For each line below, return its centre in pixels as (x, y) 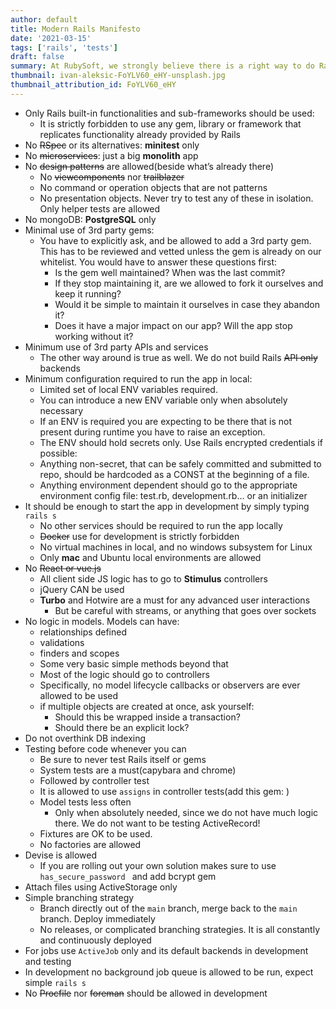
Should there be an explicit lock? (122, 727)
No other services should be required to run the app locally (161, 525)
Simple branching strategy (79, 897)
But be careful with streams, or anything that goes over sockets (185, 610)
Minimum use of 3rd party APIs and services (116, 347)
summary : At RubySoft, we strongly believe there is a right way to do (162, 66)
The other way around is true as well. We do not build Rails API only (178, 357)
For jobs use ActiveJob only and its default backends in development (166, 950)
